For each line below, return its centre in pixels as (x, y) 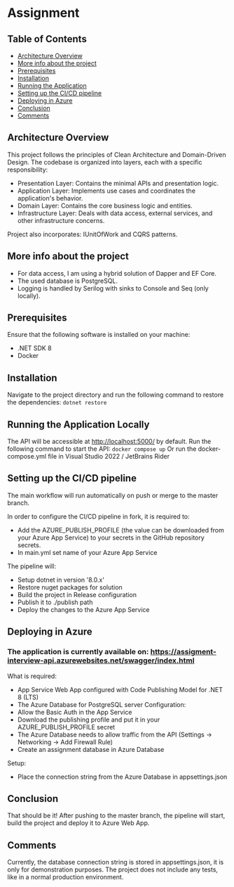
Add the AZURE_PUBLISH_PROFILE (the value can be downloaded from (121, 530)
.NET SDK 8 (34, 348)
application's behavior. (50, 198)
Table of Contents (47, 39)
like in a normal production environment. (66, 877)
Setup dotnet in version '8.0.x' (61, 580)
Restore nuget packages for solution (70, 587)
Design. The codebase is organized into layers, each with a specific (105, 162)
